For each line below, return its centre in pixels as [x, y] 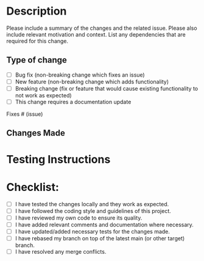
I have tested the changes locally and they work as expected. [92, 204]
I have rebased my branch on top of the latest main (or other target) [100, 238]
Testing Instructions [58, 159]
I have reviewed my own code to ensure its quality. [79, 218]
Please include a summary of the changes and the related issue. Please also [102, 28]
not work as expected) [43, 95]
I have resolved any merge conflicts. [61, 251]
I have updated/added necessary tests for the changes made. [93, 231]
